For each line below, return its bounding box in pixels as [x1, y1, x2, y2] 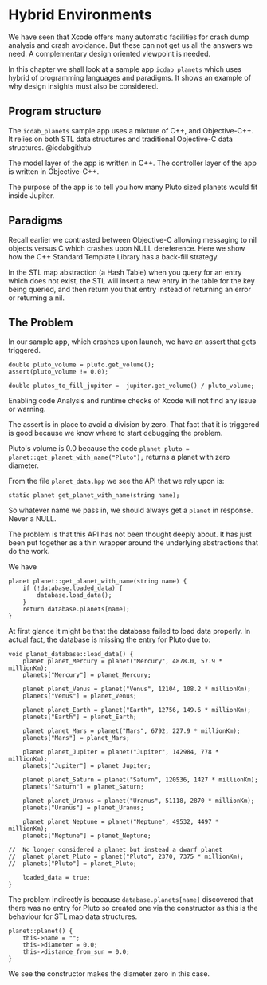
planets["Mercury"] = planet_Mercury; [22, 671, 151, 679]
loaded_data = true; [22, 874, 91, 882]
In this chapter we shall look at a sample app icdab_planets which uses [8, 64, 241, 73]
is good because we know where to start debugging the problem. [8, 429, 223, 438]
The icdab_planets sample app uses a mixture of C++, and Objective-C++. [8, 125, 254, 135]
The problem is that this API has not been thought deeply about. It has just [8, 529, 253, 540]
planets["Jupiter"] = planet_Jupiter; [22, 762, 151, 770]
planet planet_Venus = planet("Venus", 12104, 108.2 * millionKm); [22, 685, 251, 694]
